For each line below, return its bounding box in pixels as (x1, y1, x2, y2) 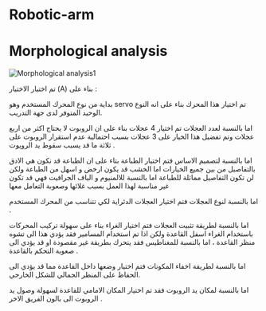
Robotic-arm (9, 6, 95, 24)
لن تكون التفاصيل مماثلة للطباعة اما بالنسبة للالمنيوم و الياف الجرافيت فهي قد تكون (9, 173, 254, 183)
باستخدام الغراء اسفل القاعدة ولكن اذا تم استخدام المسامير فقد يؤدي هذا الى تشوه (9, 229, 253, 238)
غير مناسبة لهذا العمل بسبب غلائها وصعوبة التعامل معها (9, 181, 170, 191)
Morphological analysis (9, 42, 168, 61)
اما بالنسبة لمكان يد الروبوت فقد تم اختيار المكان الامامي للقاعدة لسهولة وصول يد (9, 285, 249, 295)
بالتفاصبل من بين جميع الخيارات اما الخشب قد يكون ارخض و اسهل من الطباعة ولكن (9, 164, 256, 174)
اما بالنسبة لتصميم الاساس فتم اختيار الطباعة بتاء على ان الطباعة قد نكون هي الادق (9, 155, 253, 165)
